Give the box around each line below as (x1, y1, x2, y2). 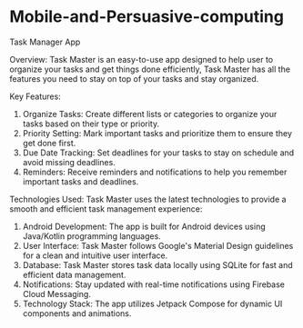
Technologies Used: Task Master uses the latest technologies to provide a (9, 194, 287, 204)
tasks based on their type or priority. (22, 118, 160, 129)
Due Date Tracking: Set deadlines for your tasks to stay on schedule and (22, 147, 295, 158)
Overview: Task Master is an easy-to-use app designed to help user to (9, 54, 274, 65)
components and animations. (22, 307, 132, 319)
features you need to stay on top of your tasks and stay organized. (9, 73, 259, 84)
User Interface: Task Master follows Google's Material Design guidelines (22, 240, 294, 251)
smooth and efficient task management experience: (9, 203, 203, 214)
